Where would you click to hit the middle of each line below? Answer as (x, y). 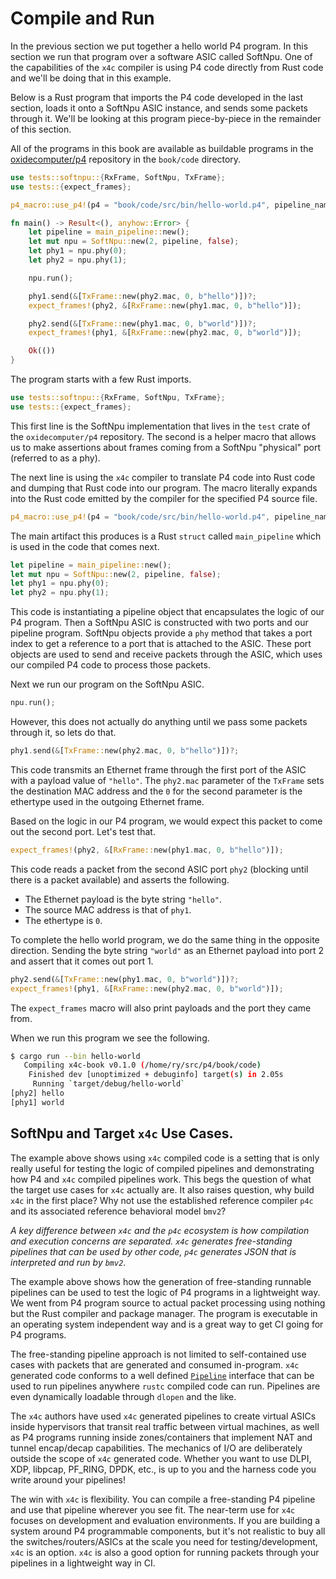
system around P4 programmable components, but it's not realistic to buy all (168, 1531)
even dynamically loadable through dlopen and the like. (123, 1396)
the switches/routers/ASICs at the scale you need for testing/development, (164, 1541)
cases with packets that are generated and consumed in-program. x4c (155, 1364)
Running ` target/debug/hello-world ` (109, 1084)
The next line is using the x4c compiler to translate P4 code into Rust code (163, 477)
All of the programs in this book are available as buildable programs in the (162, 148)
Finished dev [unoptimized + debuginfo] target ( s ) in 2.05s (156, 1075)
